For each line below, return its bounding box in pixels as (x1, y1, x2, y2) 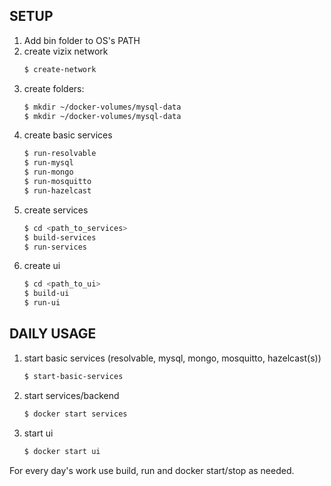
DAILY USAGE (9, 325, 97, 343)
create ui (23, 260, 61, 272)
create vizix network (23, 45, 109, 57)
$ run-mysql (23, 158, 74, 168)
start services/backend (23, 389, 120, 401)
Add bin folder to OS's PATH (23, 34, 141, 46)
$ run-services (23, 242, 88, 252)
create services (23, 204, 89, 216)
